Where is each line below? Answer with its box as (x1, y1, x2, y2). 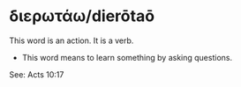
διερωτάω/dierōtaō (9, 6, 155, 26)
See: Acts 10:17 (9, 69, 64, 80)
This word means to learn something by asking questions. (21, 52, 232, 62)
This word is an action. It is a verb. (9, 35, 134, 46)
